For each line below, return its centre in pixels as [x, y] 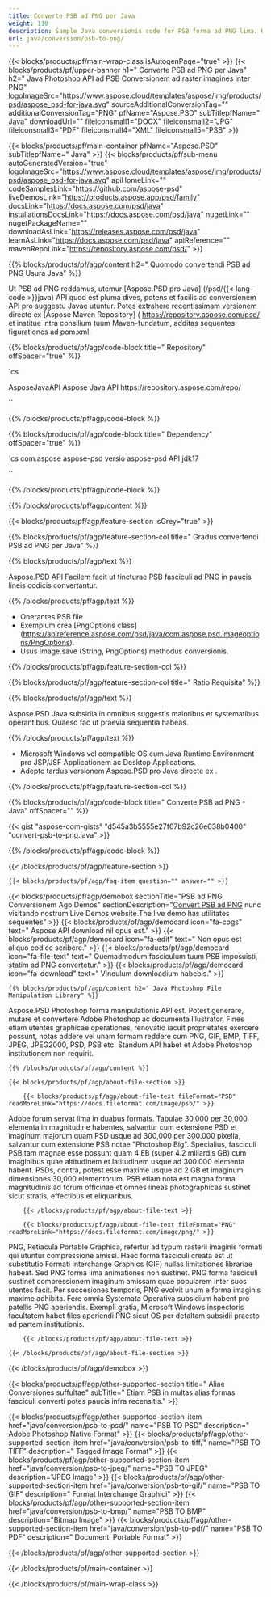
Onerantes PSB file [51, 617]
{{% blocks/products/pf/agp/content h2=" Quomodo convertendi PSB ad [129, 264]
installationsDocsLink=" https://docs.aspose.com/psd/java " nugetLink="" [129, 214]
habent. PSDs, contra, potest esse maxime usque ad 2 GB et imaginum [126, 1170]
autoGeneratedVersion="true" [58, 163]
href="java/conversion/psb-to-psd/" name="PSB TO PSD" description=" [129, 1426]
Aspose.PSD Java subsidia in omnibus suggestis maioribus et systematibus [134, 714]
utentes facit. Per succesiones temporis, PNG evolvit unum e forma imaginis [135, 1290]
